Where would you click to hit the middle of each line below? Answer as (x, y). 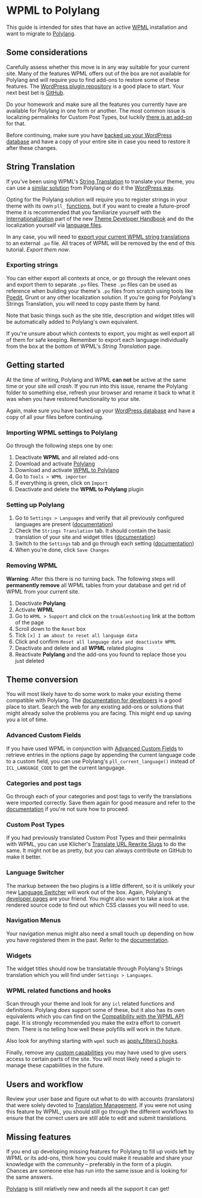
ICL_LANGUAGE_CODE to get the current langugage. (66, 768)
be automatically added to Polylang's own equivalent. (72, 321)
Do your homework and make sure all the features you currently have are (97, 104)
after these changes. (32, 147)
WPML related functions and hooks (59, 991)
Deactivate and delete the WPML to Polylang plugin (79, 489)
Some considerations (47, 53)
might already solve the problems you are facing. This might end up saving (99, 713)
